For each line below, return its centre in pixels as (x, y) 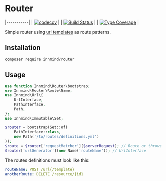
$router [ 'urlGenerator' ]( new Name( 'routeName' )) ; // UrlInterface (76, 150)
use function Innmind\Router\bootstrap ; (48, 86)
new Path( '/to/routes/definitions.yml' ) (57, 137)
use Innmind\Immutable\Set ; (34, 118)
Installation (23, 48)
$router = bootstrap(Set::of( (37, 127)
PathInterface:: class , (38, 132)
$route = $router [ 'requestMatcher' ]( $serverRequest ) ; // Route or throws (83, 146)
